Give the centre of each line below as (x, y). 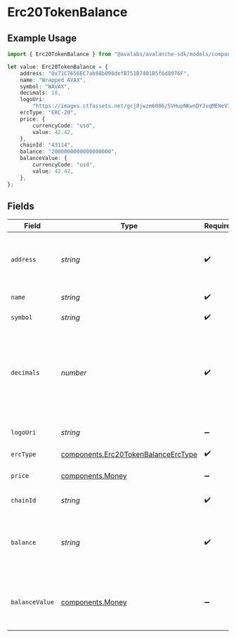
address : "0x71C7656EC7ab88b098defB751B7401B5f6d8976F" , (105, 73)
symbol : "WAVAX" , (45, 86)
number (74, 373)
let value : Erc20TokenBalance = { (58, 67)
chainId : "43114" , (47, 145)
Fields (21, 206)
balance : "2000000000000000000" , (69, 152)
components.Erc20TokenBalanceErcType (129, 454)
